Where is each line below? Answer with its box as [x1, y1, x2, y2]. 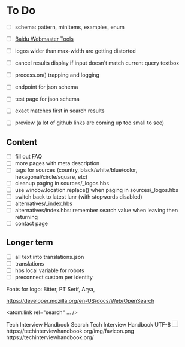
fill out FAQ [14, 153, 43, 160]
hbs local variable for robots [14, 267, 85, 274]
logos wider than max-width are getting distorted [14, 47, 136, 54]
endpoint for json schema [14, 83, 78, 90]
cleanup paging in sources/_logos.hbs [14, 179, 110, 187]
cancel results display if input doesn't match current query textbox [14, 59, 180, 66]
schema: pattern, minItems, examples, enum [14, 23, 125, 31]
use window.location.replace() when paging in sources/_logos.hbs [14, 186, 178, 193]
